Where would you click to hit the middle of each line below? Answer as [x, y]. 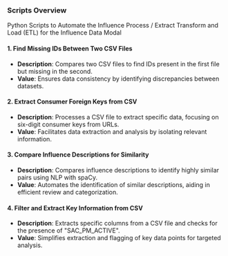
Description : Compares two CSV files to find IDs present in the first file [118, 63]
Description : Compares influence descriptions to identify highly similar [118, 170]
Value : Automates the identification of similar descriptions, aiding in [114, 184]
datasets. [30, 86]
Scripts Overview [37, 10]
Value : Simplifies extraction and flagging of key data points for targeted [119, 238]
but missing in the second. [55, 71]
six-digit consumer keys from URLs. [68, 124]
